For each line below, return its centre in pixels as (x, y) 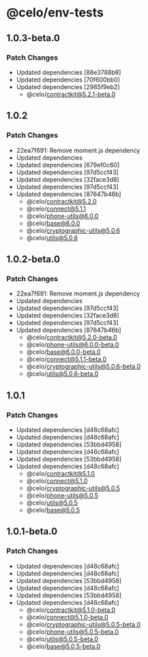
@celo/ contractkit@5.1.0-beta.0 (71, 610)
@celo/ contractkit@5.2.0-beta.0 (72, 337)
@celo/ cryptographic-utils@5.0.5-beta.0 (84, 624)
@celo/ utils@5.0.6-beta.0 (62, 374)
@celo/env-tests (55, 13)
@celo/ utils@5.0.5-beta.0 (62, 638)
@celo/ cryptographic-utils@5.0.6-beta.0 (84, 367)
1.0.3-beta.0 (33, 38)
